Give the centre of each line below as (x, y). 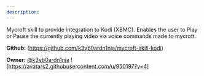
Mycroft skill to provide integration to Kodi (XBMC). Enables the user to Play (102, 29)
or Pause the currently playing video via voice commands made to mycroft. (101, 36)
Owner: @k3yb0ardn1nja (38, 59)
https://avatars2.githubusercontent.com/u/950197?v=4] (79, 66)
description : (23, 12)
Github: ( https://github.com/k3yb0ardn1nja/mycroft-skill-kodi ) (85, 48)
